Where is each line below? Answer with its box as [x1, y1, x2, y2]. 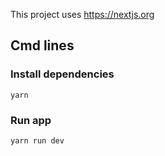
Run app [10, 113, 52, 127]
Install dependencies [10, 67, 115, 81]
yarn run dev [10, 135, 65, 146]
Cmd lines [10, 37, 75, 54]
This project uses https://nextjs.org [10, 9, 155, 20]
